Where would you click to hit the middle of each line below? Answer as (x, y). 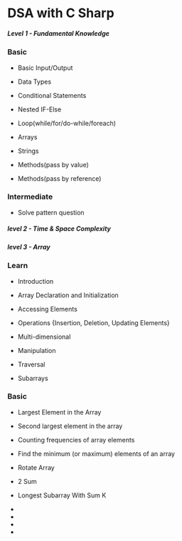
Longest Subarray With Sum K (62, 495)
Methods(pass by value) (53, 164)
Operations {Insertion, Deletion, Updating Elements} (94, 322)
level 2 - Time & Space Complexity (59, 229)
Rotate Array (36, 467)
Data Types (34, 81)
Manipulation (37, 350)
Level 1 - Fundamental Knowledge (59, 33)
